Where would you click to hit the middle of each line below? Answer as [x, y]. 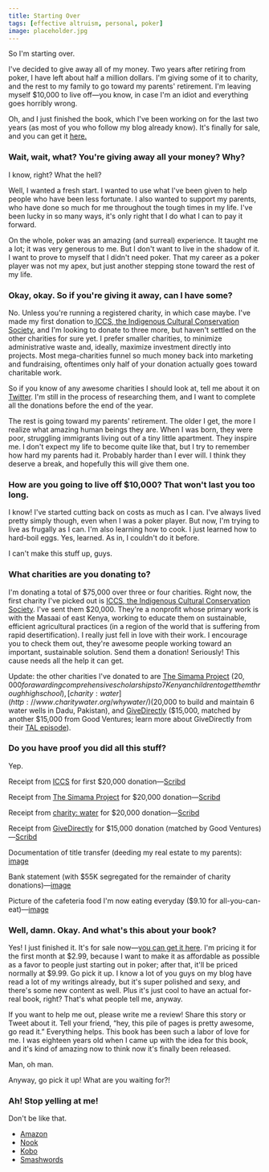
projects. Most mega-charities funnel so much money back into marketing [131, 355]
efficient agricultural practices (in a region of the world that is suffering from [134, 626]
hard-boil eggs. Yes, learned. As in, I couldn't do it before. [104, 538]
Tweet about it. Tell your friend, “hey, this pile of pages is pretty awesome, [131, 1023]
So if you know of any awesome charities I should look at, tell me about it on [134, 388]
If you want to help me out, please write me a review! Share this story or [127, 1015]
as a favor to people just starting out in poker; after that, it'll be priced [123, 965]
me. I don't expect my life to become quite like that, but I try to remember [129, 446]
